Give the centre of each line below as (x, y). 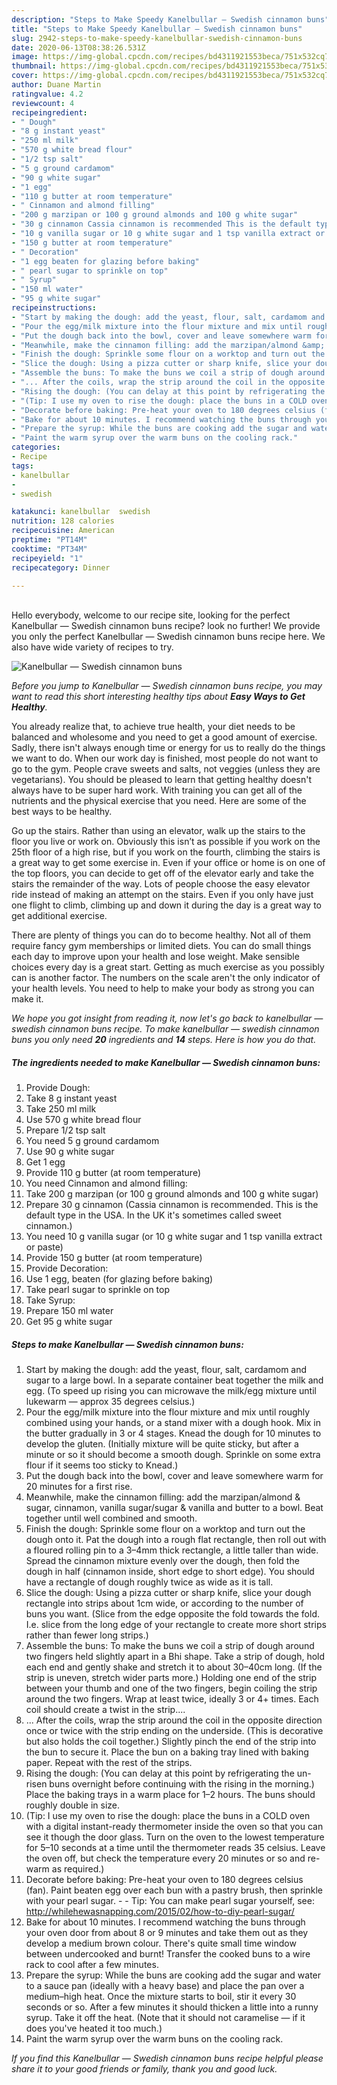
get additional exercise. (59, 916)
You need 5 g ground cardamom (92, 1141)
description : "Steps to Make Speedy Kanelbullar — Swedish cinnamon (157, 19)
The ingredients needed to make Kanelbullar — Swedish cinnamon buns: (166, 1062)
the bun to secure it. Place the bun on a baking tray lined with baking (167, 1752)
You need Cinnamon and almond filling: (106, 1183)
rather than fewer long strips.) (87, 1635)
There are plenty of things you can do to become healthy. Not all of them (161, 935)
